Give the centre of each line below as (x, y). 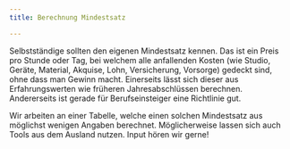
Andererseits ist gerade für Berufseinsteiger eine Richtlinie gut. (125, 98)
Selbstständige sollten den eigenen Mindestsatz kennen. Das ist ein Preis (144, 51)
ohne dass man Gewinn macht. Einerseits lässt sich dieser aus (124, 79)
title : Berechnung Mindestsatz (68, 17)
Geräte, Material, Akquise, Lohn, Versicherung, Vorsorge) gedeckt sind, (141, 70)
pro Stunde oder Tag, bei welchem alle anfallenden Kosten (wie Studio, (140, 60)
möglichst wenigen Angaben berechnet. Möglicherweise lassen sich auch (145, 125)
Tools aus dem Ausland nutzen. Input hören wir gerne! (109, 134)
